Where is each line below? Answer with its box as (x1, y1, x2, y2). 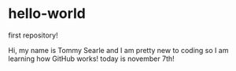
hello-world (8, 5, 87, 23)
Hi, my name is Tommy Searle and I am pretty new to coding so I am (8, 45, 229, 55)
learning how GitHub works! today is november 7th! (8, 54, 175, 63)
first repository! (8, 30, 58, 40)
